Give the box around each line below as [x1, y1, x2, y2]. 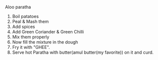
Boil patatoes [12, 14, 39, 19]
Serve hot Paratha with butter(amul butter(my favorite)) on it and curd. [12, 49, 154, 55]
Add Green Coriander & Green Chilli [12, 29, 84, 34]
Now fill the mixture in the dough [12, 39, 78, 45]
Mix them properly [12, 34, 50, 40]
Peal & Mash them [12, 19, 49, 24]
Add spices [12, 24, 35, 30]
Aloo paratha [5, 4, 31, 10]
